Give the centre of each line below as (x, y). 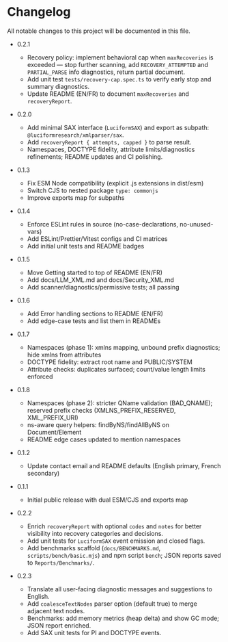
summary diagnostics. (58, 86)
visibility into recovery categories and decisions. (95, 533)
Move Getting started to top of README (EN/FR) (95, 272)
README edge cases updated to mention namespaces (104, 439)
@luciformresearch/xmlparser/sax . (75, 135)
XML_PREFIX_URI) (53, 418)
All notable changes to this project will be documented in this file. (99, 31)
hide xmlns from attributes (64, 355)
